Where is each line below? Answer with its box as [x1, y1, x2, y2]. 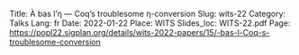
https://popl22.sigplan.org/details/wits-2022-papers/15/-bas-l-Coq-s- [9, 27, 270, 37]
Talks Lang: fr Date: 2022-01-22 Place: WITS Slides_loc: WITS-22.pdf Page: [9, 18, 291, 28]
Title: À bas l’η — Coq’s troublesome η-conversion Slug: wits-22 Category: [9, 9, 286, 19]
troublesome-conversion [9, 36, 101, 47]
